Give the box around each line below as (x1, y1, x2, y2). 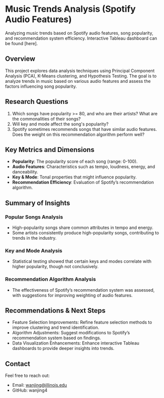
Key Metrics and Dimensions (5, 146, 94, 154)
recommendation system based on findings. (12, 335, 101, 341)
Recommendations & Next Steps (5, 306, 106, 315)
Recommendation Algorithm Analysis (5, 276, 96, 283)
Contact (5, 359, 30, 368)
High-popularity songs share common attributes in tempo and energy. (12, 224, 153, 231)
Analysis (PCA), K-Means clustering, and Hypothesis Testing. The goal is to (5, 73, 157, 79)
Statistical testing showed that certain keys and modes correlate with (12, 258, 152, 264)
